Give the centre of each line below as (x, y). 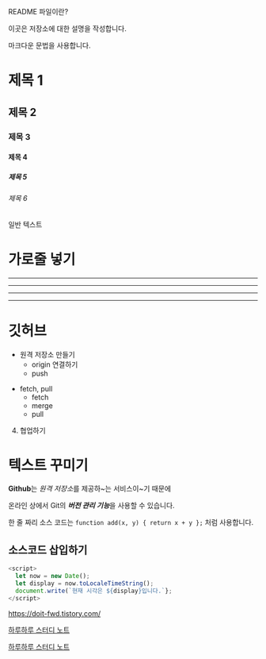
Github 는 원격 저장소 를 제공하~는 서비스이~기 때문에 (90, 489)
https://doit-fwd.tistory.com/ (55, 613)
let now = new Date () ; (53, 576)
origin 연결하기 (55, 364)
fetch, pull (36, 388)
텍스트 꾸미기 (48, 465)
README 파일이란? (38, 12)
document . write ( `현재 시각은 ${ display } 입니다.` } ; (94, 591)
